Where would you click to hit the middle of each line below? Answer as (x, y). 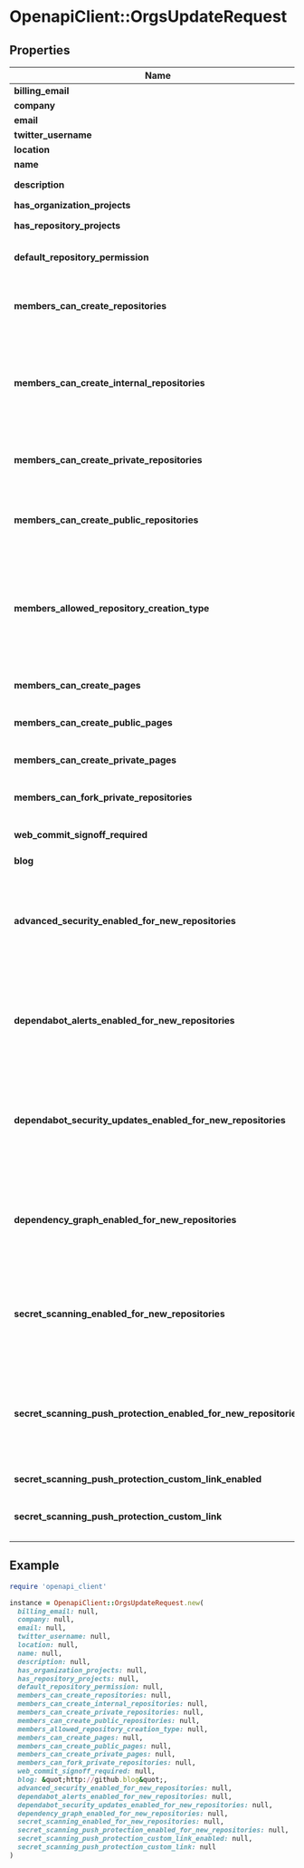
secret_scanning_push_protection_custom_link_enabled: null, (135, 1839)
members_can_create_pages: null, (81, 1738)
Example (34, 1566)
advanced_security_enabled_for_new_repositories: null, (125, 1788)
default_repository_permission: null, (91, 1687)
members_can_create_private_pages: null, (97, 1755)
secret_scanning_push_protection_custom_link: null (117, 1847)
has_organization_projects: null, (82, 1670)
